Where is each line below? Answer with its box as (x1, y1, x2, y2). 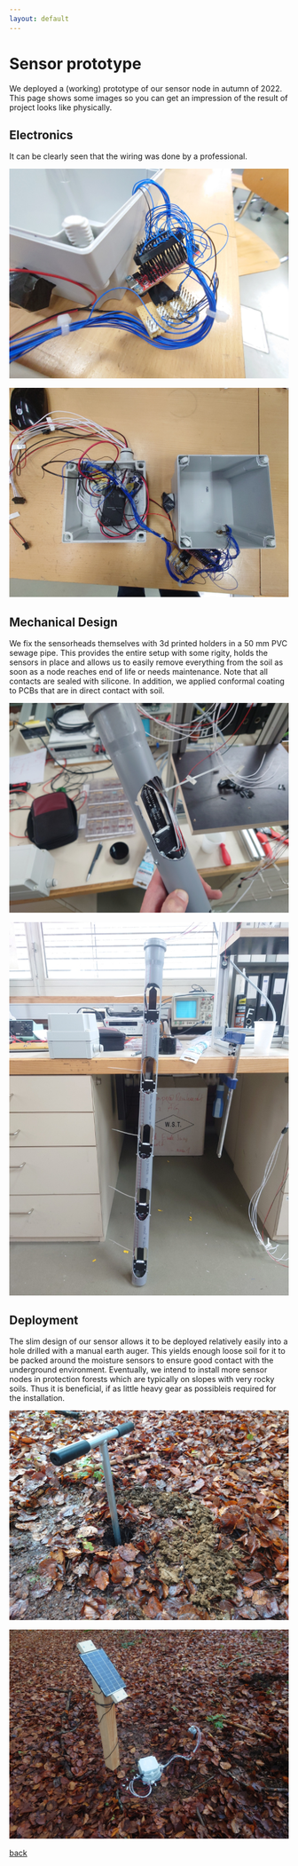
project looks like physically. (9, 102, 113, 113)
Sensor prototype (9, 53, 142, 74)
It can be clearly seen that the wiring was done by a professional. (9, 151, 248, 162)
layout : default (9, 14, 69, 23)
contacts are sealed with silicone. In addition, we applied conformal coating (9, 676, 286, 687)
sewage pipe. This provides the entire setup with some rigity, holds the (9, 648, 269, 659)
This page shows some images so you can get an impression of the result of (9, 92, 288, 103)
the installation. (9, 1393, 65, 1403)
